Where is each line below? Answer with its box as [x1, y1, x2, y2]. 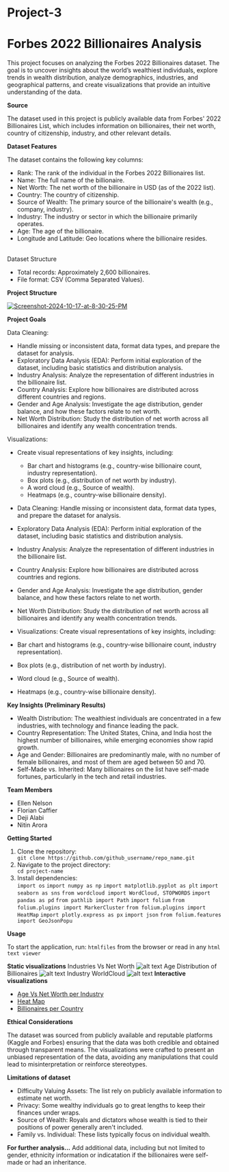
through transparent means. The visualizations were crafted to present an [7, 1046, 215, 1054]
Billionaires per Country [16, 1005, 84, 1013]
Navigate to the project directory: [16, 861, 111, 869]
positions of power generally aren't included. [16, 1123, 144, 1132]
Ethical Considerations [7, 1018, 73, 1026]
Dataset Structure [7, 255, 57, 263]
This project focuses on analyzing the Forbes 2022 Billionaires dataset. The [7, 59, 220, 67]
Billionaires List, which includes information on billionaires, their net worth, [7, 122, 216, 130]
